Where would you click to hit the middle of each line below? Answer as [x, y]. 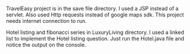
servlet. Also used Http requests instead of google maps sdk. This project [95, 15]
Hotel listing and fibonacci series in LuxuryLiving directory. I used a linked [95, 32]
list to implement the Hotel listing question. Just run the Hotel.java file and [95, 38]
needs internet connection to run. [46, 21]
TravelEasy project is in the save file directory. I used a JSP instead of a [92, 9]
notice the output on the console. [46, 45]
